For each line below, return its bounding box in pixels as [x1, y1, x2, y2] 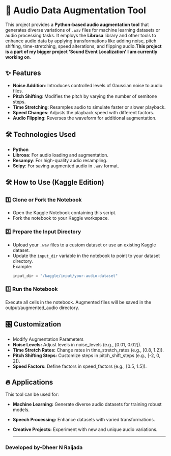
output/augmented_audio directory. [5, 305, 79, 311]
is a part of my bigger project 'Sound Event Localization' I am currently [5, 48, 158, 55]
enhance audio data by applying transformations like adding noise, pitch [5, 38, 157, 44]
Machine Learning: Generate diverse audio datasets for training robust [12, 401, 162, 408]
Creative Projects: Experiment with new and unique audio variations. [12, 426, 158, 433]
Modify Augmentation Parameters [12, 336, 84, 342]
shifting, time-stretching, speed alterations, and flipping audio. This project [5, 43, 162, 49]
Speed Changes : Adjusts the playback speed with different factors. [12, 109, 154, 115]
